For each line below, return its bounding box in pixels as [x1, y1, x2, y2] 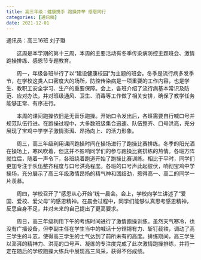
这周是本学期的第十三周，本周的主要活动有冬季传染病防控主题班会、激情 [16, 50, 195, 57]
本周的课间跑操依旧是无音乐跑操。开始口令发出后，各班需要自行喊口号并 [16, 112, 195, 120]
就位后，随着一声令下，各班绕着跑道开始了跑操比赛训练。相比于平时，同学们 [6, 155, 195, 162]
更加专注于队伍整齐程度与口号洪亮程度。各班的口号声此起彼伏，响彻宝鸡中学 [6, 163, 195, 170]
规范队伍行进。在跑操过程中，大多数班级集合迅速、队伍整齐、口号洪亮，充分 [6, 120, 195, 127]
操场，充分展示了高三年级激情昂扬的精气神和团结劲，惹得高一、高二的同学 [6, 170, 190, 177]
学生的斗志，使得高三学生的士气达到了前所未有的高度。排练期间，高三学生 [11, 233, 195, 240]
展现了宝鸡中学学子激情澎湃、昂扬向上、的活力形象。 [6, 127, 138, 134]
